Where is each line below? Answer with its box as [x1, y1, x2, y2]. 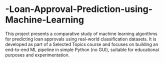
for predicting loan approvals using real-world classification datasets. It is [5, 36, 156, 42]
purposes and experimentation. [5, 51, 70, 58]
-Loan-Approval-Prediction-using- [5, 3, 152, 15]
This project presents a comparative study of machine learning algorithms [5, 30, 157, 36]
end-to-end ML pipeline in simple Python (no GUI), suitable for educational [5, 46, 159, 52]
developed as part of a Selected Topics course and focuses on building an [5, 41, 158, 47]
